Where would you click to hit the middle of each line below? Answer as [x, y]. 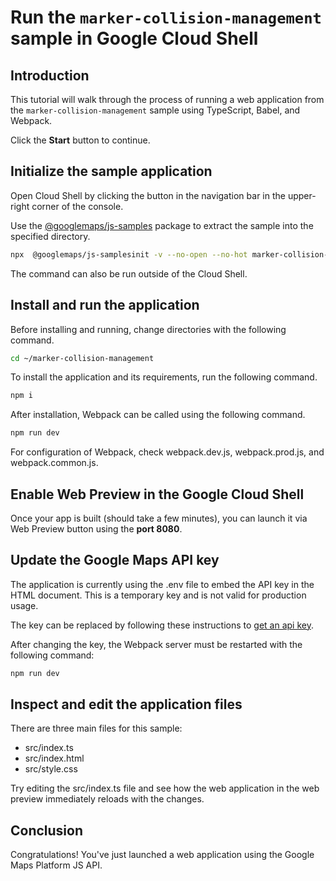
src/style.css [51, 769]
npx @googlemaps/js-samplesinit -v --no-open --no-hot [129, 254]
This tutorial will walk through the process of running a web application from [167, 99]
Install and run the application [105, 305]
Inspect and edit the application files [126, 704]
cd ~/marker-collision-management [82, 358]
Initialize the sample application [111, 171]
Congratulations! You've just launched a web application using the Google [162, 855]
